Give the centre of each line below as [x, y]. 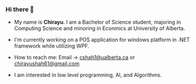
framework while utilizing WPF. [52, 46]
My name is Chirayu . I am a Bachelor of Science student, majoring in [97, 22]
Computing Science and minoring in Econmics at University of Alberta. [99, 28]
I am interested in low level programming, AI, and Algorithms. [88, 75]
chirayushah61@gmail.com [47, 63]
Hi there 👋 [20, 9]
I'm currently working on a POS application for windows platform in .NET [102, 40]
